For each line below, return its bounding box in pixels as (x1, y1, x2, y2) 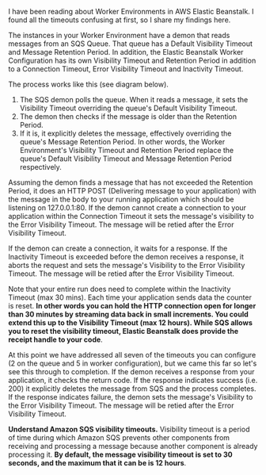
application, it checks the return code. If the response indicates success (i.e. (8, 376, 258, 385)
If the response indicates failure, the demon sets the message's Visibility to (8, 393, 253, 401)
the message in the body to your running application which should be (8, 194, 234, 204)
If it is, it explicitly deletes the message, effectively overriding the (19, 128, 232, 138)
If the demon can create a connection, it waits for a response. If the (8, 243, 228, 253)
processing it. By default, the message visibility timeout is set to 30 (8, 450, 233, 459)
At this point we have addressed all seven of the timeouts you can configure (8, 351, 256, 359)
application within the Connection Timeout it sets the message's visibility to (8, 212, 255, 220)
